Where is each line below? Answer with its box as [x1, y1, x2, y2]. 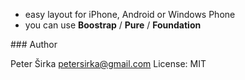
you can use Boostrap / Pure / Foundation [24, 19, 202, 31]
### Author [10, 39, 58, 50]
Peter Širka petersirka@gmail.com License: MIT [10, 58, 207, 69]
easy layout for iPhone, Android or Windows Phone [24, 9, 236, 20]
